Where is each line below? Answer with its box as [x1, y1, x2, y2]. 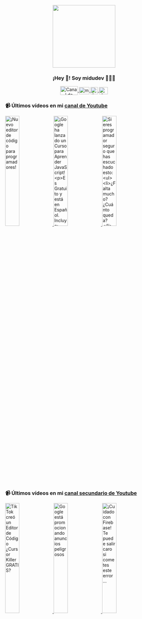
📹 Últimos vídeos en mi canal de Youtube [5, 102, 108, 109]
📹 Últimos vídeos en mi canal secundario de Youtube [5, 489, 137, 496]
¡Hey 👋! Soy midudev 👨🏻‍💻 [52, 74, 116, 81]
